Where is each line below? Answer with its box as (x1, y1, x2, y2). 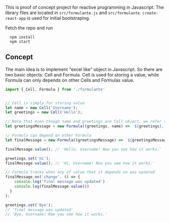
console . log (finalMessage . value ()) (14, 184, 90, 189)
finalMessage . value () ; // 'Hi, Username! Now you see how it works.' (5, 161, 155, 166)
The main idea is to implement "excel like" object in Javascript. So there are (5, 66, 163, 72)
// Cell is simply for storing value (5, 100, 85, 105)
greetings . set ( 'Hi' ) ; (5, 156, 51, 161)
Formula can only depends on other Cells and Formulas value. (5, 77, 135, 83)
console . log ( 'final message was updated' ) (14, 179, 105, 184)
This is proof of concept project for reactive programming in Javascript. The (5, 5, 164, 10)
